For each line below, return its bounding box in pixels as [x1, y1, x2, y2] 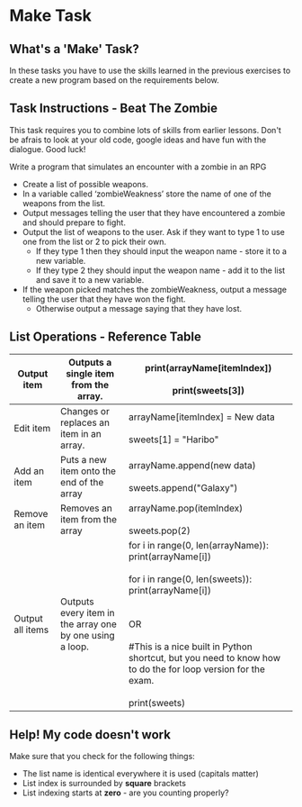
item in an [59, 427, 102, 440]
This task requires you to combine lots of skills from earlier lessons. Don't [9, 124, 281, 135]
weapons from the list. [22, 197, 106, 208]
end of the [59, 476, 104, 488]
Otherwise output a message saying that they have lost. [35, 303, 243, 313]
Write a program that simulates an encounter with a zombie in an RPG [9, 161, 267, 172]
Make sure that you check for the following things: [9, 751, 195, 762]
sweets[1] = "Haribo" [129, 433, 219, 446]
